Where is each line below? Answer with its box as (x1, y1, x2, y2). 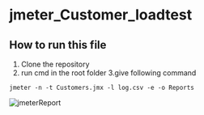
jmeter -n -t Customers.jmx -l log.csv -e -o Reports (9, 83, 195, 92)
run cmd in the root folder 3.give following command (20, 68, 197, 78)
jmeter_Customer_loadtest (9, 6, 193, 24)
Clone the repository (20, 59, 90, 69)
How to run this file (9, 38, 107, 52)
